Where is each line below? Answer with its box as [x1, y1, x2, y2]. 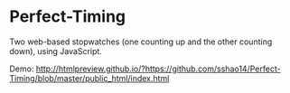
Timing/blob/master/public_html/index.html [9, 72, 170, 83]
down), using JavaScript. [9, 45, 102, 56]
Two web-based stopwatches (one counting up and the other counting [9, 36, 273, 47]
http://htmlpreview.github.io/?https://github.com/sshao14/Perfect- [35, 63, 282, 74]
